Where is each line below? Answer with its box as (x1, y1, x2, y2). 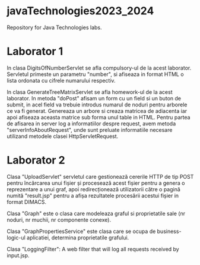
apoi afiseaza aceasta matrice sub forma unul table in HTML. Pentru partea (7, 113, 191, 121)
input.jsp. (7, 251, 30, 259)
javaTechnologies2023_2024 (7, 4, 154, 18)
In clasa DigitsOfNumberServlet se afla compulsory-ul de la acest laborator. (7, 64, 192, 71)
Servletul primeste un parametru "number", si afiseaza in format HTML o (7, 70, 184, 78)
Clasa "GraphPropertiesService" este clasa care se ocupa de (7, 228, 156, 235)
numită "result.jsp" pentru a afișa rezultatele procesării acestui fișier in (7, 192, 179, 199)
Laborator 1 (7, 45, 64, 58)
